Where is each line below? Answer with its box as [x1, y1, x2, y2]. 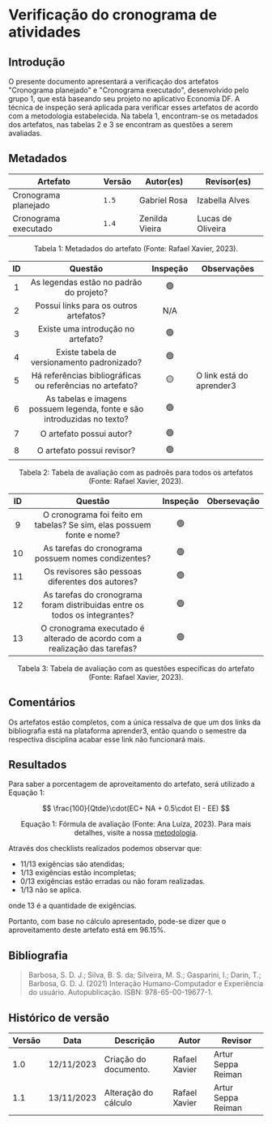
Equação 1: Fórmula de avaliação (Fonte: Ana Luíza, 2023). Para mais [20, 819, 252, 829]
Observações [201, 263, 255, 274]
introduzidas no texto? [44, 413, 129, 425]
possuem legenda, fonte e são [28, 403, 144, 414]
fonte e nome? [65, 529, 121, 541]
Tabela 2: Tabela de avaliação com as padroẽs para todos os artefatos [19, 468, 253, 477]
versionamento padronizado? [31, 357, 142, 368]
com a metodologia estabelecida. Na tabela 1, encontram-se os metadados [8, 111, 259, 121]
